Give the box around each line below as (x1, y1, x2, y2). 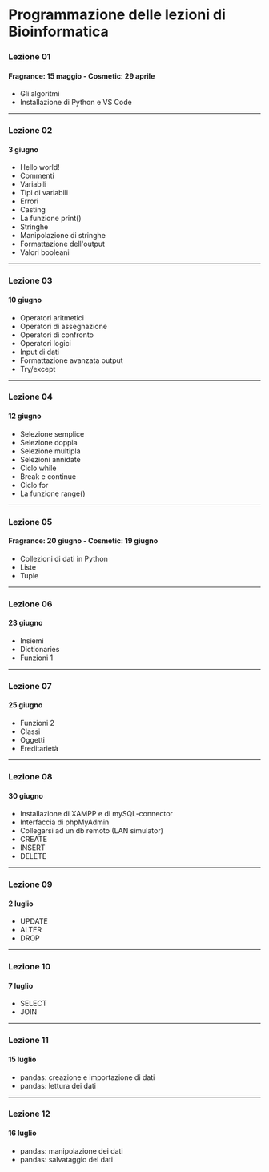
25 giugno (8, 700, 43, 710)
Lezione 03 (8, 275, 53, 286)
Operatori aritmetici (19, 312, 84, 322)
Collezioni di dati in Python (19, 554, 108, 563)
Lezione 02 (8, 125, 53, 136)
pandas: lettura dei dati (19, 1081, 96, 1090)
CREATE (19, 835, 48, 844)
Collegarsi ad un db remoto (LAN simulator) (19, 826, 164, 836)
